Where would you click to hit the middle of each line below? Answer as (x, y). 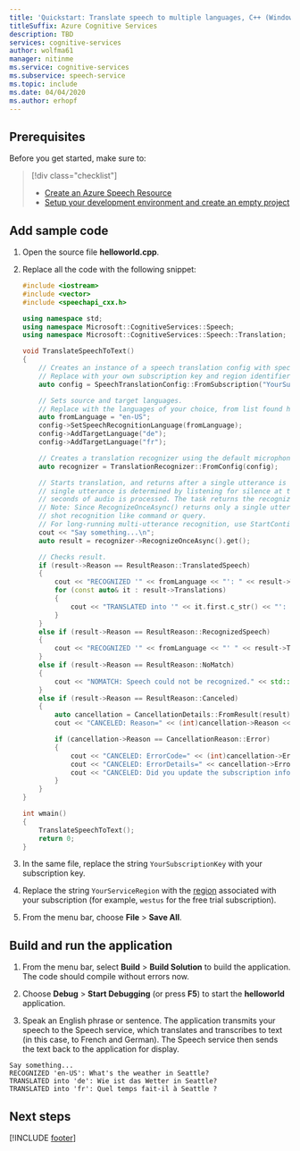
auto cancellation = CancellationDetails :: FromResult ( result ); (175, 715)
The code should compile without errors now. (106, 977)
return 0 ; (57, 838)
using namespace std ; (62, 318)
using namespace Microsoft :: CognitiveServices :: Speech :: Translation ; (154, 335)
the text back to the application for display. (101, 1049)
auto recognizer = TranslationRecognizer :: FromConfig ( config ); (159, 466)
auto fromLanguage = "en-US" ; (95, 417)
